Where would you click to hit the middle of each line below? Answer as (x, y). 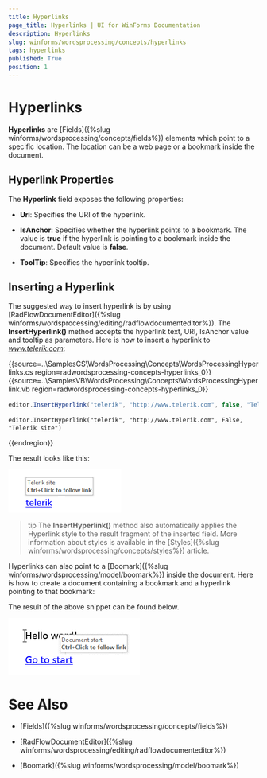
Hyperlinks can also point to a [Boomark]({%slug (88, 566)
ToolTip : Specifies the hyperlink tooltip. (84, 262)
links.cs (21, 372)
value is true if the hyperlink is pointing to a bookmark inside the (125, 238)
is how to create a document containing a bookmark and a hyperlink (120, 583)
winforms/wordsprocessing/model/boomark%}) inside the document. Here (131, 575)
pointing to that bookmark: (52, 592)
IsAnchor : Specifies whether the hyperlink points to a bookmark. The (133, 230)
